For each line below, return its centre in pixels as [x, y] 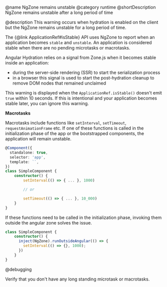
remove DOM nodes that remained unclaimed [59, 83]
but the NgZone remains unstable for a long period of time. [66, 27]
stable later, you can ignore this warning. [47, 103]
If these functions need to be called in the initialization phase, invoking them [83, 217]
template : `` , [24, 162]
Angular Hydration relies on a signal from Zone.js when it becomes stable [81, 57]
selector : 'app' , [28, 157]
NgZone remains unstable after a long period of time [59, 12]
